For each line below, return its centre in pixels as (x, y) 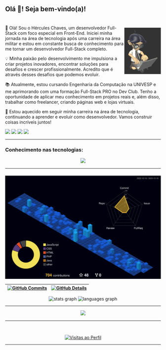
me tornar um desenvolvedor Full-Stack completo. (56, 49)
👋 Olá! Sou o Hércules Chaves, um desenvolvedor (56, 28)
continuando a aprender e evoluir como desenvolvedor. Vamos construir (79, 117)
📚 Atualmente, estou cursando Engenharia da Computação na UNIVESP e (81, 85)
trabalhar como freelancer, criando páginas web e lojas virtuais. (70, 102)
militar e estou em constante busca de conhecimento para (64, 44)
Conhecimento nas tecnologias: (44, 150)
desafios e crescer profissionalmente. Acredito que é (59, 69)
